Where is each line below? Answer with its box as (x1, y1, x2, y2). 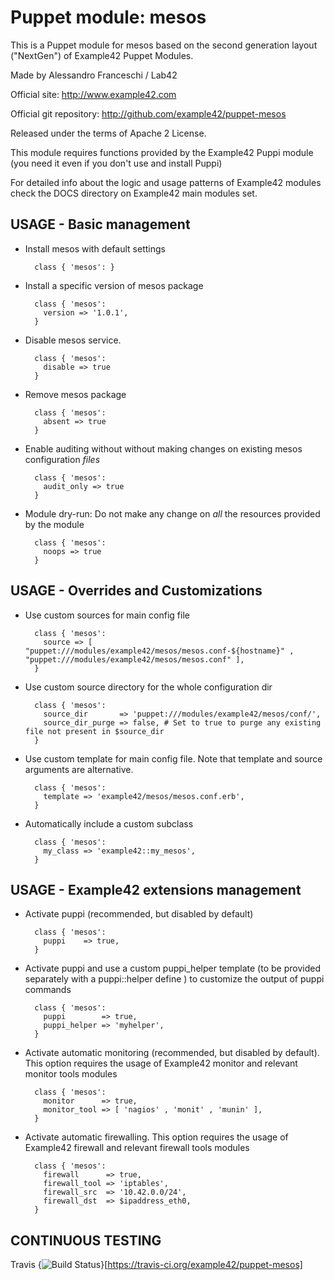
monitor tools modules (24, 1068, 118, 1080)
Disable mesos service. (24, 334, 122, 346)
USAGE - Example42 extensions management (10, 881, 302, 898)
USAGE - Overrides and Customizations (10, 582, 263, 600)
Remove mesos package (24, 388, 127, 400)
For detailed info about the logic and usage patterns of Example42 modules (10, 176, 322, 188)
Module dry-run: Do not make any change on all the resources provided (24, 507, 321, 520)
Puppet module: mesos (10, 6, 207, 29)
